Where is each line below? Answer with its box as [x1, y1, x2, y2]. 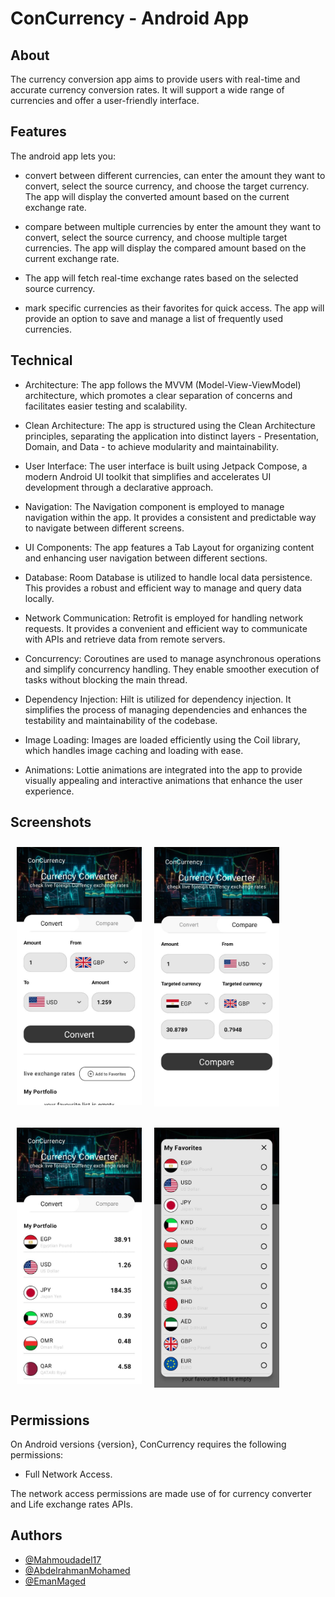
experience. [24, 785, 75, 797]
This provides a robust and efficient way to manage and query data [24, 582, 302, 594]
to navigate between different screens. [24, 522, 185, 534]
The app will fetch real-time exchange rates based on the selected [24, 272, 299, 284]
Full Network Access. [24, 1468, 113, 1481]
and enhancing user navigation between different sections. [24, 552, 268, 564]
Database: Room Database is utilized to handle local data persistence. [24, 571, 313, 583]
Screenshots [10, 814, 92, 831]
